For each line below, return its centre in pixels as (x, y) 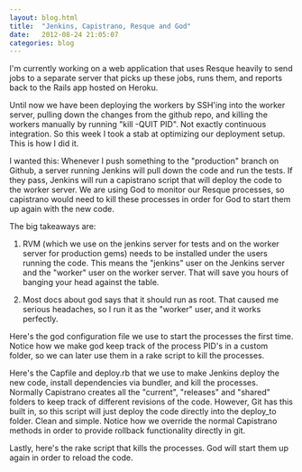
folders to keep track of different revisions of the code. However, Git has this (151, 402)
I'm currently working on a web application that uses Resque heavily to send (151, 69)
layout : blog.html (44, 18)
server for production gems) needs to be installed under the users (145, 254)
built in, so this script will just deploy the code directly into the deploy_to (143, 412)
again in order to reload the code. (71, 458)
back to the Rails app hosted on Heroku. (84, 88)
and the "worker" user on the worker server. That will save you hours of (156, 273)
